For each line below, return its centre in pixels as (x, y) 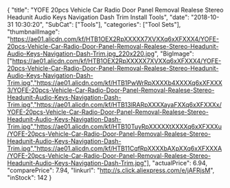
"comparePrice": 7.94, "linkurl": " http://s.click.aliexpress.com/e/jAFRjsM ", (111, 170)
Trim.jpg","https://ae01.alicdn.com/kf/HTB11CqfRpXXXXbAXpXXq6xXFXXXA (115, 148)
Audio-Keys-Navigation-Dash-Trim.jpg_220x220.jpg (81, 54)
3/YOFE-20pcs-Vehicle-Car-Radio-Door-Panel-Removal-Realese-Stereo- (111, 90)
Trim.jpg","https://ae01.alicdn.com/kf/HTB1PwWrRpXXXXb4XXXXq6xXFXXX (115, 83)
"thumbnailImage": (34, 32)
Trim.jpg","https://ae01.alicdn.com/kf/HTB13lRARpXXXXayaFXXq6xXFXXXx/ (114, 105)
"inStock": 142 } (30, 177)
